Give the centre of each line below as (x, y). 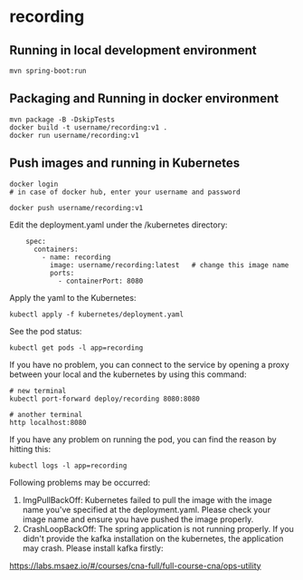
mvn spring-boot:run (48, 71)
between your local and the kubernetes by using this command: (128, 374)
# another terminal (46, 414)
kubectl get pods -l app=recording (76, 348)
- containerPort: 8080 (100, 281)
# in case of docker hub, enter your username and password (125, 192)
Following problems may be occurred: (80, 482)
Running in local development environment (133, 50)
